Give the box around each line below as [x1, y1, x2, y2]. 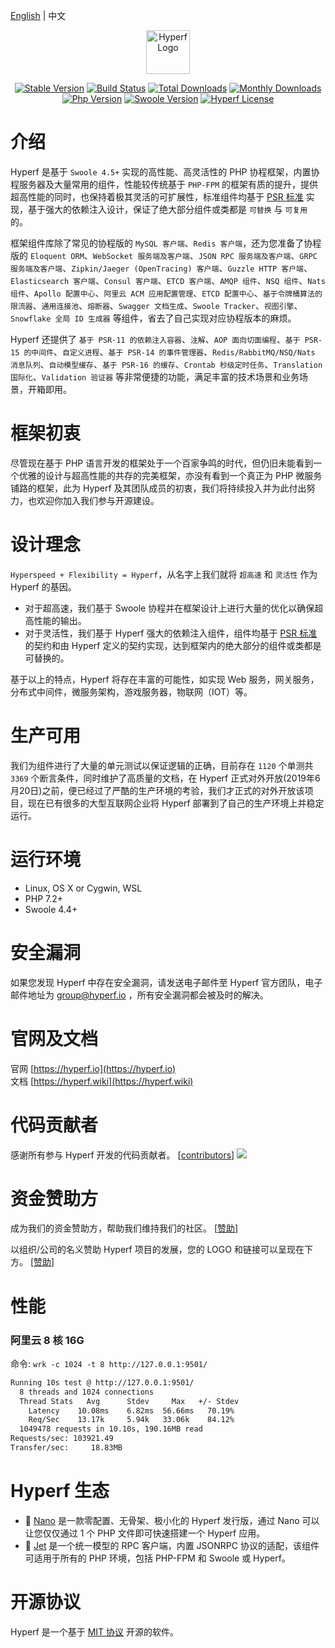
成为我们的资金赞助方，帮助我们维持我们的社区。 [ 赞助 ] [10, 1222, 239, 1234]
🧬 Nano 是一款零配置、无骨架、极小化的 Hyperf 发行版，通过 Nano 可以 [24, 1514, 320, 1526]
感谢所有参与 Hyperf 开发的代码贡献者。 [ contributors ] [10, 1149, 235, 1161]
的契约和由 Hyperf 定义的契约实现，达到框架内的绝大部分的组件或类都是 [24, 639, 322, 651]
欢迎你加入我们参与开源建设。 [36, 494, 160, 506]
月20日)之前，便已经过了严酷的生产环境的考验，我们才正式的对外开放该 [10, 784, 305, 796]
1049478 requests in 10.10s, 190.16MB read [19, 1424, 203, 1434]
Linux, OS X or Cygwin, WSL [24, 882, 143, 894]
